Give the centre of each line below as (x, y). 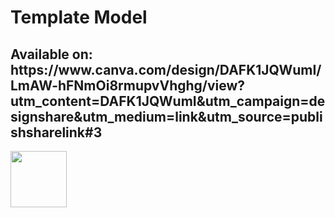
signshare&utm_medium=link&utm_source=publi (166, 116)
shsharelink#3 (56, 132)
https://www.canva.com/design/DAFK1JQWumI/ (166, 69)
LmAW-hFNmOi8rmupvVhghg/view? (128, 85)
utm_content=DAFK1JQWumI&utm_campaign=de (168, 101)
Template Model (79, 17)
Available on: (51, 54)
